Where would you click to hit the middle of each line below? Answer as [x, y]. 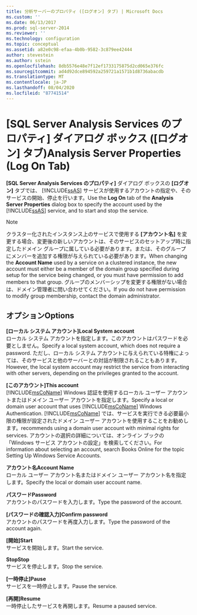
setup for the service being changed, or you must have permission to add [95, 275]
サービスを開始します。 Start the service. [55, 548]
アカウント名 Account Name [40, 467]
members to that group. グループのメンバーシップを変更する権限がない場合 [97, 282]
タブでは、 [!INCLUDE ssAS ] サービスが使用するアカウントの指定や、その [103, 190]
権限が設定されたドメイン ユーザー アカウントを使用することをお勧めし [102, 421]
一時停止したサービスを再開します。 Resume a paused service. [81, 606]
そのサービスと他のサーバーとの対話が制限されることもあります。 [101, 360]
